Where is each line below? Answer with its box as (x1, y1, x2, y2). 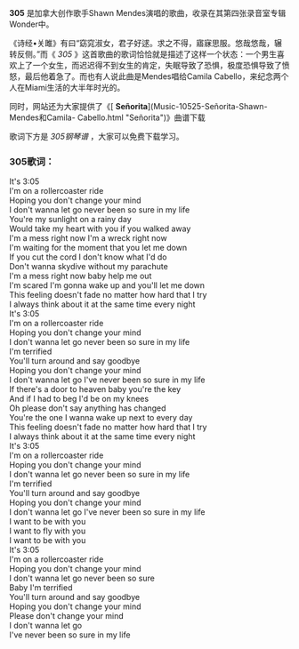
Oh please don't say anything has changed (9, 403, 166, 413)
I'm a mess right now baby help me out (9, 270, 152, 282)
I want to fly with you (9, 525, 86, 536)
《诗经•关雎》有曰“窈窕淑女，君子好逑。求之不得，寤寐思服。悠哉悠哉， (9, 38, 275, 48)
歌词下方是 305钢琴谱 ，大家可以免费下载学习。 (9, 132, 184, 141)
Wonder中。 (9, 19, 54, 29)
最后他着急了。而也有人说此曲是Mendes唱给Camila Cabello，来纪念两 (24, 71, 282, 82)
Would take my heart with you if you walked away (9, 223, 191, 234)
